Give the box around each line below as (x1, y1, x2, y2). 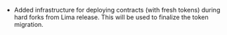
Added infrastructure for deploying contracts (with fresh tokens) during (13, 6, 221, 14)
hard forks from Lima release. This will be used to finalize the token (13, 13, 209, 21)
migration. (13, 21, 44, 28)
